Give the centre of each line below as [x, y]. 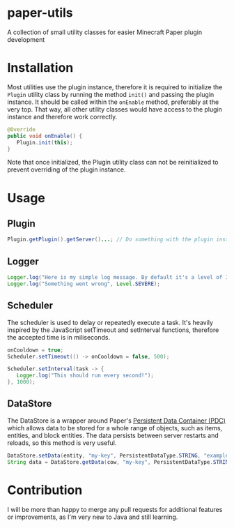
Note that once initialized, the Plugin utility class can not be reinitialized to [113, 163]
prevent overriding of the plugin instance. [67, 169]
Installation [40, 68]
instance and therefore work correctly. [62, 116]
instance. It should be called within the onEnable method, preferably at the [113, 102]
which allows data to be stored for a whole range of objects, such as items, [115, 428]
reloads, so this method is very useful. [62, 443]
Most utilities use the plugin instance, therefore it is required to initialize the [115, 87]
